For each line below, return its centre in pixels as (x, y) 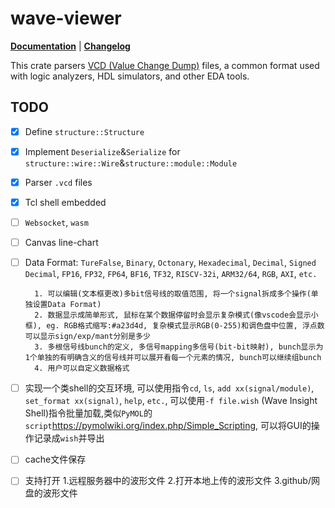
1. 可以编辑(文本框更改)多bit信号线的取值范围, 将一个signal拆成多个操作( (173, 294)
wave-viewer (66, 18)
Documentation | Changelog (70, 46)
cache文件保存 (55, 459)
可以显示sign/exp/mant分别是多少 (87, 337)
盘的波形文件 (51, 493)
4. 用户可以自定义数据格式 (82, 368)
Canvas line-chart (61, 243)
